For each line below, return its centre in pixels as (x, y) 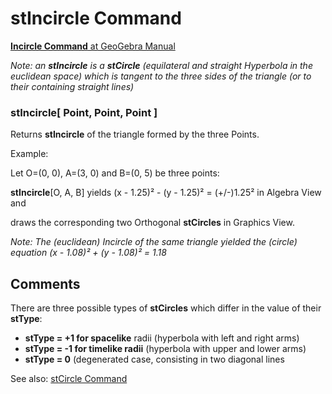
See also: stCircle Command (69, 379)
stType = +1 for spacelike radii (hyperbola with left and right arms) (162, 338)
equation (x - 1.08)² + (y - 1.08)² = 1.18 (88, 253)
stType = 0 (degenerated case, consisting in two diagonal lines (154, 359)
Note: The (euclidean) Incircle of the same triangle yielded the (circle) (154, 242)
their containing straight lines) (72, 86)
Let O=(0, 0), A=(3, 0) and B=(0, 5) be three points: (115, 173)
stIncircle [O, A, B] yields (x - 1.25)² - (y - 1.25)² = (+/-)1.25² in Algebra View (166, 193)
